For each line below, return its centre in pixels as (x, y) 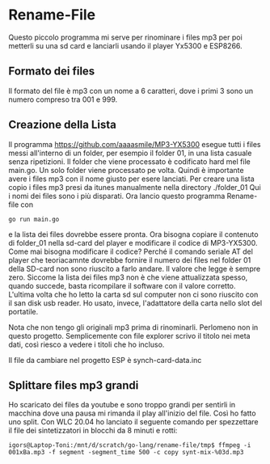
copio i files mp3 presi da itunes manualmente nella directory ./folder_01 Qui (135, 187)
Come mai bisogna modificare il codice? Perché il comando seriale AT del (131, 251)
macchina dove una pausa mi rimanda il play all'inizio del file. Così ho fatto (132, 413)
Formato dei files (52, 72)
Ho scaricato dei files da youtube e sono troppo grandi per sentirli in (122, 405)
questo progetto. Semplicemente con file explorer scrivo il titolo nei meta (129, 335)
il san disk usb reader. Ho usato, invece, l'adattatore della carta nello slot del (135, 303)
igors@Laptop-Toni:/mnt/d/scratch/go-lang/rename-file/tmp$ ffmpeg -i (130, 445)
